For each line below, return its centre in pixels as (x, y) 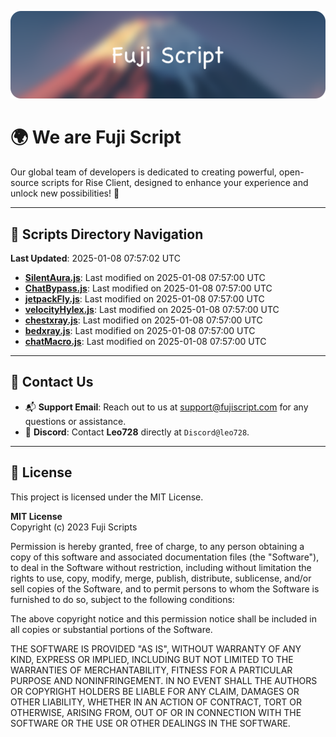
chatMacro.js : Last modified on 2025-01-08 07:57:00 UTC (145, 342)
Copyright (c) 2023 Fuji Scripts (74, 527)
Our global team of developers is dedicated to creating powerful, (143, 172)
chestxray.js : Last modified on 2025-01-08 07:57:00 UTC (143, 320)
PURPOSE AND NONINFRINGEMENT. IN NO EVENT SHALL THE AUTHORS (164, 680)
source (25, 183)
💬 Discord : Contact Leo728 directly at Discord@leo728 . (137, 432)
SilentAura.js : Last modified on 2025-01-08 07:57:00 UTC (145, 278)
